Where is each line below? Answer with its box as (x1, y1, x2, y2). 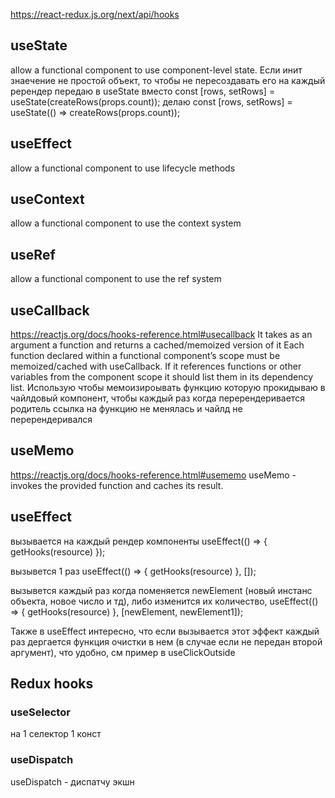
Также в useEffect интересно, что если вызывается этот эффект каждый (10, 625, 320, 637)
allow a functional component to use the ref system (10, 273, 222, 285)
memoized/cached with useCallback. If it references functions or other (10, 360, 302, 373)
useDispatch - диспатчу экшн (10, 775, 135, 788)
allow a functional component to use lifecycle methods (10, 162, 236, 174)
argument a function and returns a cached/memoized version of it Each (10, 339, 305, 351)
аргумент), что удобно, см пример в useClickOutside (10, 646, 236, 658)
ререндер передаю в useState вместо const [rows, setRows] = (10, 85, 276, 97)
